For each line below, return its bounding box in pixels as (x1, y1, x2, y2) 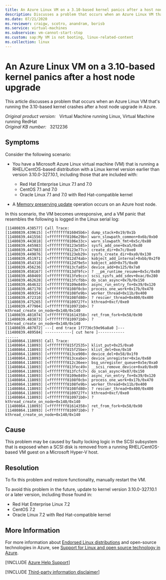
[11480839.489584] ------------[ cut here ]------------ (5, 330, 125, 335)
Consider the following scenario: (5, 151, 72, 157)
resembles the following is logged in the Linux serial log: (5, 216, 120, 222)
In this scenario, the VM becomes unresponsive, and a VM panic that (5, 211, 146, 217)
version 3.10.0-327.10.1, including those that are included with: (12, 172, 138, 177)
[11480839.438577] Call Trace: (5, 226, 70, 231)
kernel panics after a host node (5, 71, 135, 82)
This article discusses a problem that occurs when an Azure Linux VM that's (5, 98, 160, 104)
